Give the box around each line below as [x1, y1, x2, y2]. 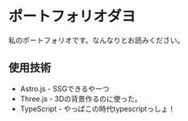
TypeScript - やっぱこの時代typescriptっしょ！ [19, 103, 176, 113]
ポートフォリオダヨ [8, 7, 136, 26]
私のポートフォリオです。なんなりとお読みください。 [8, 35, 185, 45]
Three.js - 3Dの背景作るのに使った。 [19, 94, 143, 103]
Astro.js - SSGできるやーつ [19, 83, 111, 93]
